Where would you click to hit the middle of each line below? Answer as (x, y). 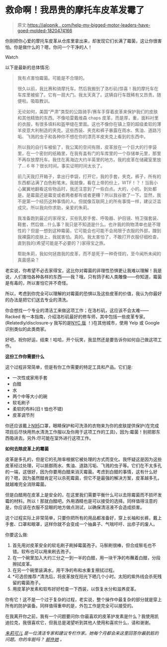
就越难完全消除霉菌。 (27, 484)
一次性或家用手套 (30, 377)
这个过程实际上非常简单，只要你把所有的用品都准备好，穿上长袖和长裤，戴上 (83, 518)
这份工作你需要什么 (25, 356)
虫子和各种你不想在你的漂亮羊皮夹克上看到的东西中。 (93, 136)
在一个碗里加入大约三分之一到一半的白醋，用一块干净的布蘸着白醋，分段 (86, 558)
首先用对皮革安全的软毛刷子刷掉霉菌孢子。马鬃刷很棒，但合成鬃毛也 (82, 545)
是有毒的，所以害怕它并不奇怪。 (38, 283)
